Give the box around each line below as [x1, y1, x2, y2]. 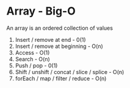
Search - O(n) [15, 55, 50, 63]
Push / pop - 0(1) [15, 62, 58, 69]
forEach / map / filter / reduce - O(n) [15, 75, 107, 82]
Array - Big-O [6, 4, 76, 18]
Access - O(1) [15, 49, 50, 56]
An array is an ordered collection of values [6, 24, 113, 32]
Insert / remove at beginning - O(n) [15, 42, 104, 50]
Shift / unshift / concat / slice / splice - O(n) [15, 68, 125, 75]
